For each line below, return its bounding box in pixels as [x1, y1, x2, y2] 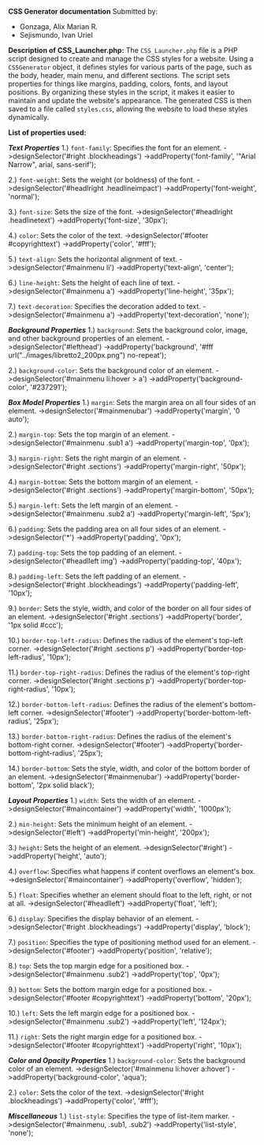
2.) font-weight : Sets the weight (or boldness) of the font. [8, 175, 195, 184]
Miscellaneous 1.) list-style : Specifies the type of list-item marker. [8, 1111, 230, 1121]
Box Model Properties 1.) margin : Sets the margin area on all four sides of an [8, 398, 256, 407]
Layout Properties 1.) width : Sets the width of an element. [8, 796, 196, 805]
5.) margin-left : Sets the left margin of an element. [8, 500, 173, 510]
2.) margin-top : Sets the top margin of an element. [8, 429, 171, 439]
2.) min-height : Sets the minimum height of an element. [8, 820, 188, 828]
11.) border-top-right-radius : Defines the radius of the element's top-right [8, 667, 251, 677]
